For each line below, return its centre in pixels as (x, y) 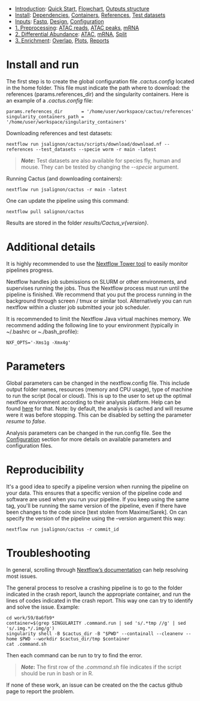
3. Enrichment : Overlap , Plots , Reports (62, 41)
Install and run (43, 65)
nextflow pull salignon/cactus (45, 212)
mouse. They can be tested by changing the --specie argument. (100, 167)
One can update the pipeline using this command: (68, 200)
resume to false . (26, 421)
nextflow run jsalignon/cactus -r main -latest (67, 189)
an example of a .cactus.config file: (50, 100)
